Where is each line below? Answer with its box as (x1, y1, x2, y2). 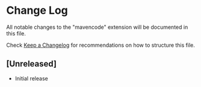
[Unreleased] (6, 59, 57, 69)
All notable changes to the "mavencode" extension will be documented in (6, 23, 188, 31)
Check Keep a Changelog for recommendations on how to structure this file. (6, 41, 196, 49)
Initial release (14, 74, 48, 82)
